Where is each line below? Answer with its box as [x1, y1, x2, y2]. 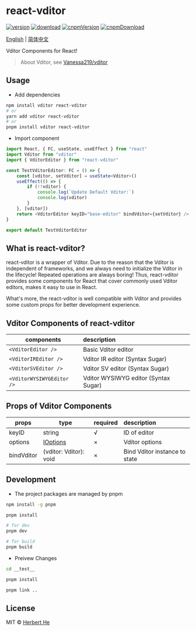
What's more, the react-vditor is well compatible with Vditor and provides [6, 295, 182, 302]
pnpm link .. [6, 587, 38, 593]
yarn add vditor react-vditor [6, 113, 80, 119]
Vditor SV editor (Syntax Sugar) [83, 365, 169, 372]
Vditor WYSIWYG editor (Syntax [83, 374, 170, 382]
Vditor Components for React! [6, 47, 78, 54]
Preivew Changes [14, 554, 57, 561]
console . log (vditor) [37, 195, 87, 201]
